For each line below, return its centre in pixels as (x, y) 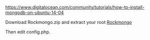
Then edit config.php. (28, 32)
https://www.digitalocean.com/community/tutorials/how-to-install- (75, 7)
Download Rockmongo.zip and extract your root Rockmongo (69, 22)
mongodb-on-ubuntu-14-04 (35, 12)
